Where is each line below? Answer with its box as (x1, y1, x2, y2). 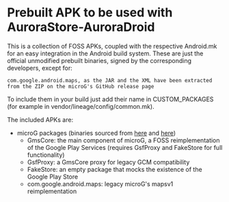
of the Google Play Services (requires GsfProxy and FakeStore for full (27, 143, 223, 151)
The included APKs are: (7, 115, 74, 124)
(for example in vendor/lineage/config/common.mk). (7, 102, 155, 110)
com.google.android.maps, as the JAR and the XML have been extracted (7, 77, 213, 84)
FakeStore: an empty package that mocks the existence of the (27, 165, 203, 173)
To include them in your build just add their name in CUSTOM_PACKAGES (7, 94, 214, 103)
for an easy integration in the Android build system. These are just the (7, 49, 204, 58)
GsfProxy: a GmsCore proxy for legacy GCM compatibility (27, 157, 190, 166)
